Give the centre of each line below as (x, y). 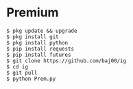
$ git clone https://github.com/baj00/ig (66, 61)
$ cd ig (17, 66)
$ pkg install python (37, 42)
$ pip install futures (39, 55)
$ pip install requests (40, 49)
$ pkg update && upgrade (42, 31)
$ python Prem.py (31, 79)
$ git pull (22, 73)
